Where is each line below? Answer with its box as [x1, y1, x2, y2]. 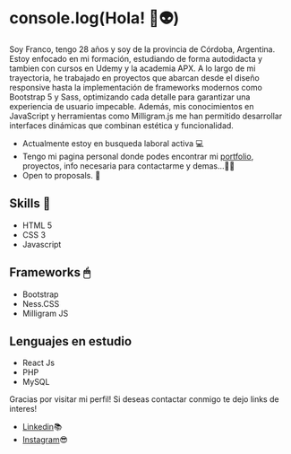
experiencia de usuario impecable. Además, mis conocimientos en [9, 100, 254, 111]
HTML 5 [21, 220, 53, 231]
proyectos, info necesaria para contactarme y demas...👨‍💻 [21, 160, 235, 171]
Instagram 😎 [21, 434, 69, 445]
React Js [21, 357, 56, 369]
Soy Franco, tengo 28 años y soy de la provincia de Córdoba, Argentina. [9, 43, 276, 55]
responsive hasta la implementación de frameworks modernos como [9, 82, 262, 92]
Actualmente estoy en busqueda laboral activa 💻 [21, 137, 204, 149]
